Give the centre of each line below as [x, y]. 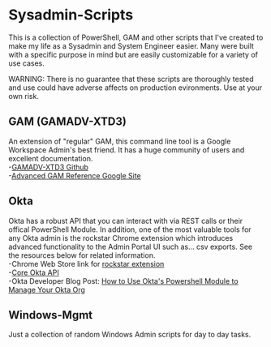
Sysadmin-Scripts [71, 15]
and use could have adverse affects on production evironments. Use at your [135, 88]
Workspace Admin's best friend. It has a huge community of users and [127, 150]
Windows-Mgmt [51, 315]
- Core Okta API [34, 272]
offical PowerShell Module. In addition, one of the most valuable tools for [130, 229]
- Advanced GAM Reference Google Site [75, 175]
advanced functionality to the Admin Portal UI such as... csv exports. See [131, 246]
